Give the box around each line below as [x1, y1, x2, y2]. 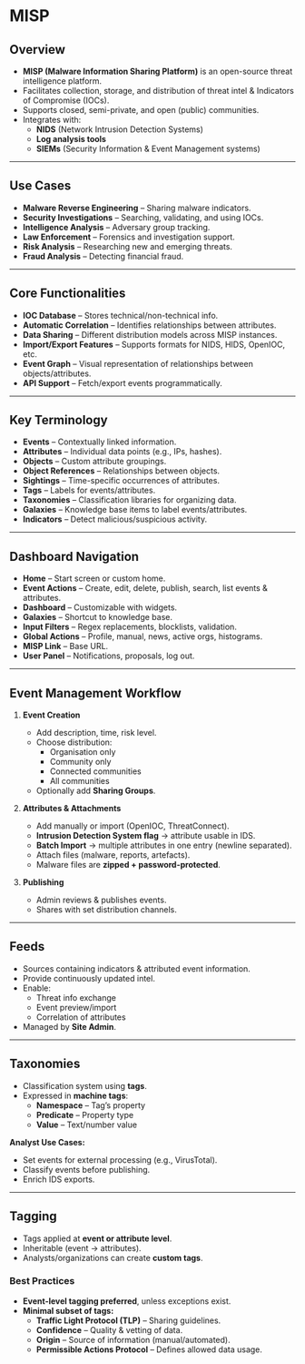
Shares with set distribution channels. [35, 904, 177, 915]
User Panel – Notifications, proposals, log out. [22, 650, 195, 661]
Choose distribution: [35, 737, 113, 748]
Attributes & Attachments [22, 803, 122, 814]
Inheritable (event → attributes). [22, 1242, 143, 1253]
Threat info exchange [35, 992, 116, 1003]
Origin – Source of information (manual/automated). [35, 1334, 231, 1345]
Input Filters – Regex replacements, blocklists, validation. [22, 621, 238, 633]
